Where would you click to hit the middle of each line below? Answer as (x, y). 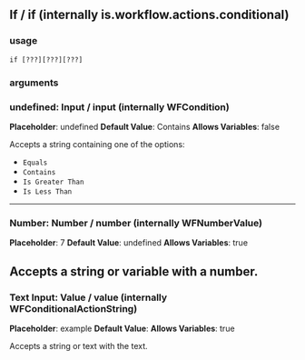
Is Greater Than (53, 182)
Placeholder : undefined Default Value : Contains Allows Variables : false (144, 126)
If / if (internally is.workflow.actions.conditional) (149, 15)
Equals (35, 163)
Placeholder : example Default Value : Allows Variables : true (122, 328)
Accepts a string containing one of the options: (97, 144)
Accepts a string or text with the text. (79, 345)
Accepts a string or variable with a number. (134, 271)
